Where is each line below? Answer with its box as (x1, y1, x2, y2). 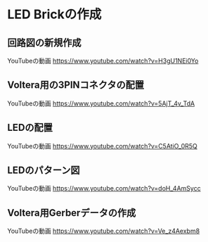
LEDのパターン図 (7, 165, 80, 177)
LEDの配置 (7, 122, 53, 134)
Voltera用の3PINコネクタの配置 (7, 79, 144, 91)
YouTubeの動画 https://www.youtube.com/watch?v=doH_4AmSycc (7, 184, 202, 193)
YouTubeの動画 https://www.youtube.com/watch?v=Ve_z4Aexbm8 (7, 227, 200, 236)
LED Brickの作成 (7, 6, 102, 23)
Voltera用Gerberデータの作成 (7, 207, 136, 219)
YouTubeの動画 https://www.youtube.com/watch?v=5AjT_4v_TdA (7, 99, 195, 108)
